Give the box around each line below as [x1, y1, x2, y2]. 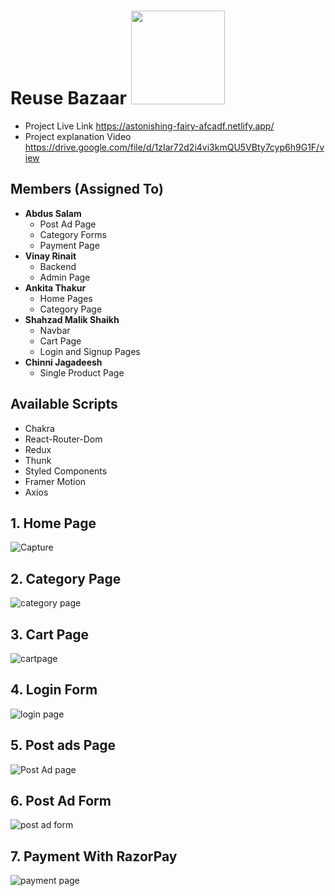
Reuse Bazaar [10, 87, 127, 110]
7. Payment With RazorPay [10, 848, 178, 865]
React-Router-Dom [24, 433, 103, 445]
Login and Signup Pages [39, 345, 141, 357]
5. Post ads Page [10, 737, 117, 754]
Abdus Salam [24, 207, 82, 219]
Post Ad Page [39, 218, 97, 230]
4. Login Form [10, 681, 98, 699]
